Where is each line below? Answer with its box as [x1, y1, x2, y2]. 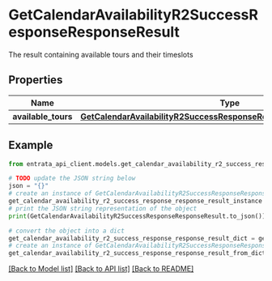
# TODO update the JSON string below [8, 174, 136, 183]
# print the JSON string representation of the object [8, 204, 198, 212]
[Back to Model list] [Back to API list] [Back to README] [8, 264, 194, 274]
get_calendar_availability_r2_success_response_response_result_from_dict [8, 249, 266, 258]
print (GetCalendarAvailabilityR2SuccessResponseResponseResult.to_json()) [8, 212, 266, 220]
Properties [8, 73, 63, 87]
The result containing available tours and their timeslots [8, 49, 193, 59]
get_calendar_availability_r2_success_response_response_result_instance [8, 197, 263, 206]
